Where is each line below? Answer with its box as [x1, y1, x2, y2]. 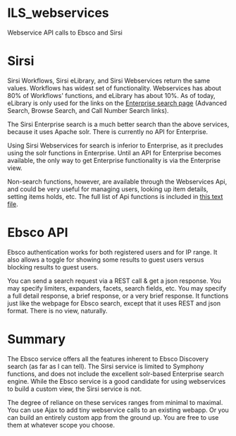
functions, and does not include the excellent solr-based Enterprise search [7, 369, 224, 378]
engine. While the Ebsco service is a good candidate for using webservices [7, 377, 226, 385]
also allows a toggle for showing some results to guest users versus [7, 255, 204, 264]
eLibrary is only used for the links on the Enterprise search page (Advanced [7, 99, 228, 107]
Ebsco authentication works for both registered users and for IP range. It [7, 248, 218, 256]
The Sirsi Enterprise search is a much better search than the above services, [7, 120, 230, 128]
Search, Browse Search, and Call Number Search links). [7, 106, 169, 114]
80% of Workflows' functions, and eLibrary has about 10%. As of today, [7, 91, 216, 99]
